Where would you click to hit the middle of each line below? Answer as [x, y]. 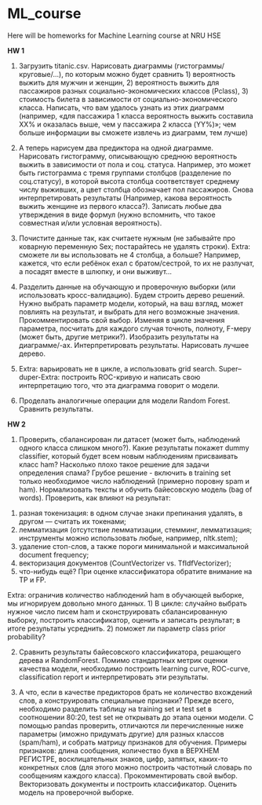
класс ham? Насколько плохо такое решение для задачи [114, 464]
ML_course [44, 14]
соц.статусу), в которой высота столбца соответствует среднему [129, 181]
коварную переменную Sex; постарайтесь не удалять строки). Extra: [135, 246]
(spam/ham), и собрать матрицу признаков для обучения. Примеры [133, 742]
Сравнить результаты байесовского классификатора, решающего [130, 652]
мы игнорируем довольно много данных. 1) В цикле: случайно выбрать [127, 603]
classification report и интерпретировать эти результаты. [114, 677]
